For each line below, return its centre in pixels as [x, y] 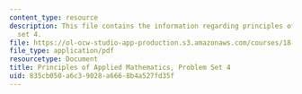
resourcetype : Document [54, 59]
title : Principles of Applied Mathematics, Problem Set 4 [120, 68]
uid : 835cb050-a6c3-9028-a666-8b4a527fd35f [92, 76]
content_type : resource [54, 17]
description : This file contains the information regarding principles [146, 26]
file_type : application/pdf [62, 51]
